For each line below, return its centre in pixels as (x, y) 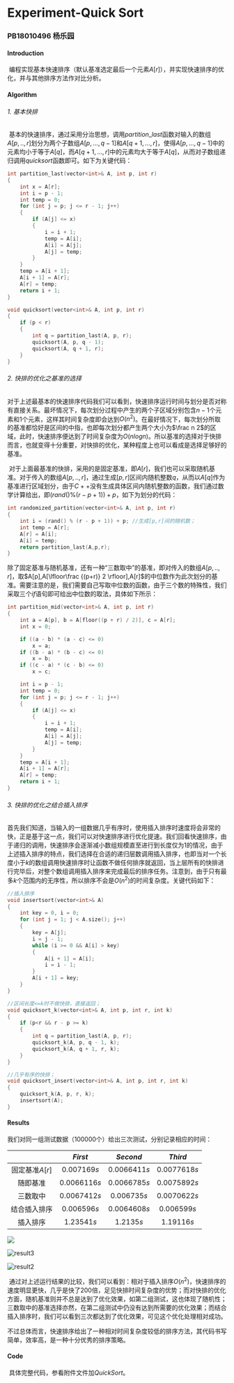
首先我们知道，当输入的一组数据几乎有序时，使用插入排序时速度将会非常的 (114, 828)
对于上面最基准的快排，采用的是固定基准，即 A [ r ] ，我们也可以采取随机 (109, 468)
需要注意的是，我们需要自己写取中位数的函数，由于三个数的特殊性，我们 (123, 585)
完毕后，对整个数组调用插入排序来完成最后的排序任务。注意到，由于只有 (117, 871)
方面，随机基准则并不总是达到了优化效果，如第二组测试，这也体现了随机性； (117, 1299)
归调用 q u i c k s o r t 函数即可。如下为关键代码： (70, 161)
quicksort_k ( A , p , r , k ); (57, 1094)
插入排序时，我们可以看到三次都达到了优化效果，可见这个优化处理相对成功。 (117, 1316)
